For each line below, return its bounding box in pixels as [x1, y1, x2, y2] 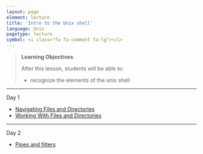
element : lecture [6, 14, 50, 20]
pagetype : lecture [6, 31, 53, 37]
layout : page [6, 8, 39, 15]
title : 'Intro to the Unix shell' [6, 20, 94, 26]
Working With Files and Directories [14, 112, 101, 119]
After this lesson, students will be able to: [21, 65, 124, 72]
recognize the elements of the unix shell [30, 76, 130, 84]
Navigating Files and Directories [14, 106, 95, 112]
